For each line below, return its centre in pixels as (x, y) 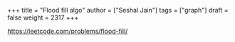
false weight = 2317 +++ (43, 17)
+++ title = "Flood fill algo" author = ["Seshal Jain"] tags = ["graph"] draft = (118, 10)
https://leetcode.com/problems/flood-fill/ (68, 31)
